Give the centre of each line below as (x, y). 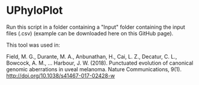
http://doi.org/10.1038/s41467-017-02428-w (61, 75)
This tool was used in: (33, 45)
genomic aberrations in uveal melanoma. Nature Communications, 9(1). (94, 69)
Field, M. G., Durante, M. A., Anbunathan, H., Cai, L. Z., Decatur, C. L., (92, 56)
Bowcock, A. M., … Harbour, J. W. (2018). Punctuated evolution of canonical (100, 63)
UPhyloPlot (34, 10)
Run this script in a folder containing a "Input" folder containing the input (96, 27)
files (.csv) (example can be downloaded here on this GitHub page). (90, 33)
